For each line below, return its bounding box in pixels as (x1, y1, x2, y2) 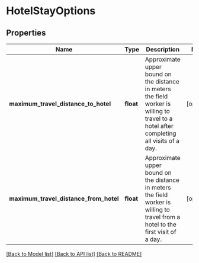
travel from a (145, 213, 181, 221)
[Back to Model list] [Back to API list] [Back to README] (6, 251, 142, 257)
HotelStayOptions (6, 4, 96, 18)
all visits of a (145, 137, 179, 145)
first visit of (145, 228, 176, 236)
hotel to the (145, 220, 176, 229)
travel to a (145, 114, 173, 123)
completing (145, 129, 176, 137)
